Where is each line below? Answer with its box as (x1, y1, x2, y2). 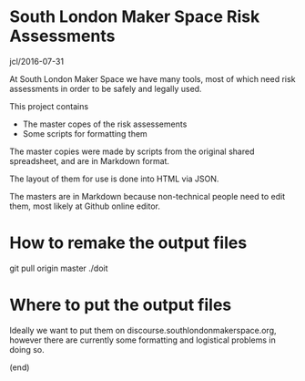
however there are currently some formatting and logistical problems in (9, 335, 276, 345)
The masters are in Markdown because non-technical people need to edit (9, 190, 285, 201)
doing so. (9, 344, 45, 355)
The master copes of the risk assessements (22, 118, 188, 129)
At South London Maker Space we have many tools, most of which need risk (9, 73, 296, 84)
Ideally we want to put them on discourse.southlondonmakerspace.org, (9, 324, 277, 335)
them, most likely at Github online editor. (9, 201, 161, 211)
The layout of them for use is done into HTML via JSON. (9, 173, 219, 184)
